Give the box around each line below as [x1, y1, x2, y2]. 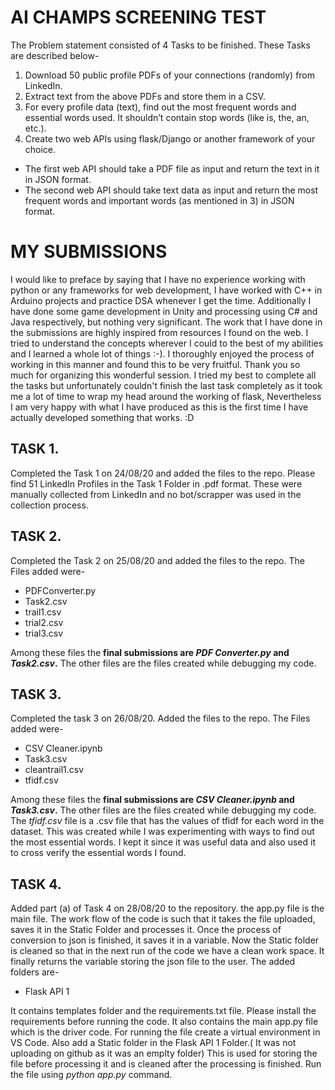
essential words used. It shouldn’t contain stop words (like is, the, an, [24, 111, 310, 123]
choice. [24, 143, 57, 155]
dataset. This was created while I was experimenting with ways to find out [10, 826, 315, 838]
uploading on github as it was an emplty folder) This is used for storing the [10, 1047, 318, 1060]
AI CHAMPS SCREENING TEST [10, 6, 267, 29]
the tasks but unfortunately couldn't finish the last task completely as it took [10, 379, 323, 391]
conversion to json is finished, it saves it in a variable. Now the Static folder [10, 934, 320, 946]
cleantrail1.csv [24, 764, 85, 776]
